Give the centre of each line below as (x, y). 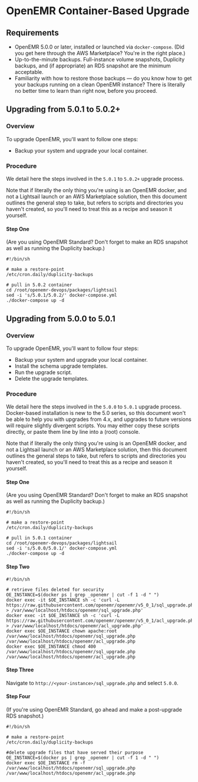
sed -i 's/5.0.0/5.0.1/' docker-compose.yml (62, 549)
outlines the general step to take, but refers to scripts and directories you (95, 203)
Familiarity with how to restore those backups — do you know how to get (103, 78)
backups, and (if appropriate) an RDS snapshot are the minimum (93, 66)
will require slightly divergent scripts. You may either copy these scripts (93, 426)
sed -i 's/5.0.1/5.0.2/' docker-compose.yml (62, 296)
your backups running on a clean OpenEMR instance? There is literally (100, 85)
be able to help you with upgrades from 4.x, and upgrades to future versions (99, 419)
